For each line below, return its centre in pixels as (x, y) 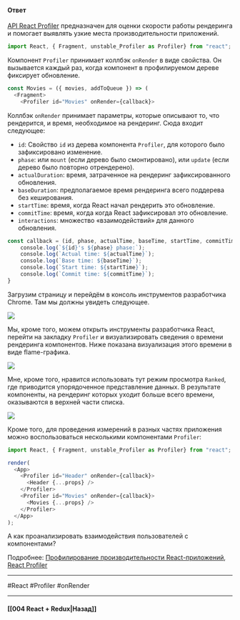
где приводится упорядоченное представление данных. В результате (114, 386)
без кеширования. (45, 197)
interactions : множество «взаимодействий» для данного (106, 220)
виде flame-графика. (39, 352)
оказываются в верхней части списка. (66, 402)
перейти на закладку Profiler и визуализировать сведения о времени (115, 336)
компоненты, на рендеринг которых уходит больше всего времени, (111, 394)
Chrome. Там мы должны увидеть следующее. (79, 302)
